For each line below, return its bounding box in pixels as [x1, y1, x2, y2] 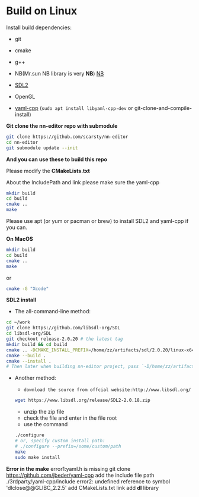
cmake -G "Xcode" [6, 285, 49, 292]
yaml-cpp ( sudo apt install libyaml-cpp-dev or [14, 104, 133, 111]
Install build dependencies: [6, 24, 72, 31]
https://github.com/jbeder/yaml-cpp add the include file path [6, 471, 155, 479]
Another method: [14, 375, 56, 382]
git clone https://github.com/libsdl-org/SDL [6, 325, 120, 331]
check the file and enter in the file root [23, 414, 117, 421]
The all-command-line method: [14, 308, 91, 315]
